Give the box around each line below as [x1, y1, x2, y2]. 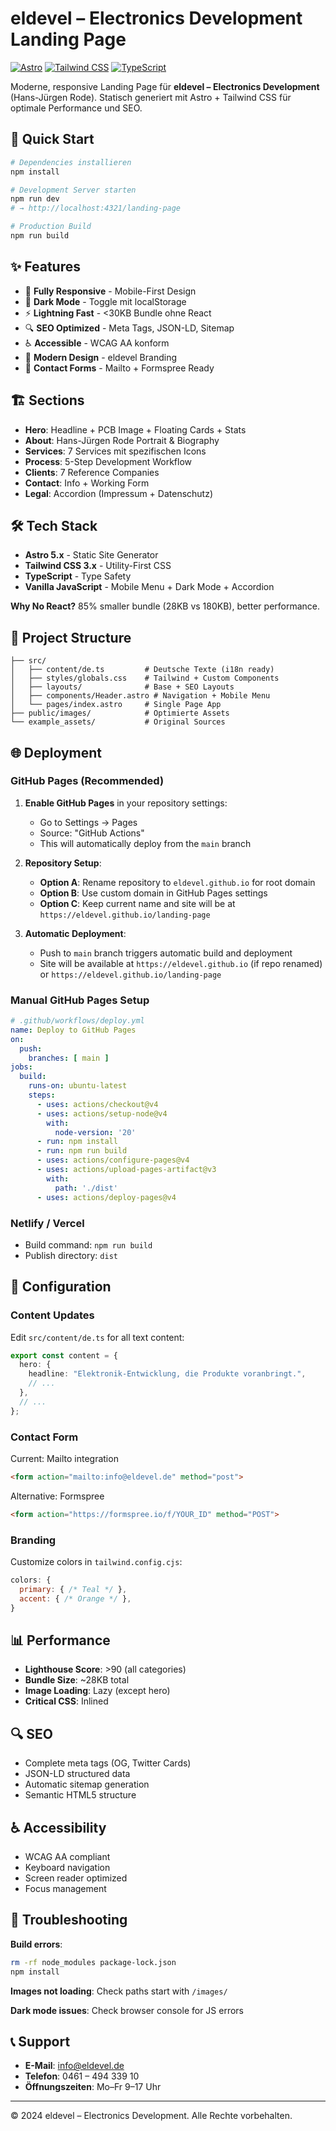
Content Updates [10, 1308, 95, 1322]
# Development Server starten [10, 185, 137, 195]
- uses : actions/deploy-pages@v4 [36, 1192, 177, 1202]
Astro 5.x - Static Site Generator [24, 549, 159, 561]
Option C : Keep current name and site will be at [39, 897, 236, 909]
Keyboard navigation [24, 1862, 111, 1873]
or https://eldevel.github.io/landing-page [39, 968, 222, 980]
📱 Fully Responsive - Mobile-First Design [24, 285, 197, 297]
